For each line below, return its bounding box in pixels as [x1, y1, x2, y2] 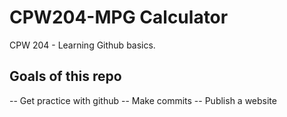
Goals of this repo [9, 68, 122, 85]
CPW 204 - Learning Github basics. [9, 39, 156, 51]
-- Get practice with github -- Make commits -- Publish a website [9, 94, 277, 106]
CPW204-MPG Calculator [9, 6, 229, 29]
